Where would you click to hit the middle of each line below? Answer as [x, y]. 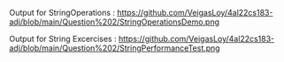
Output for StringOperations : [62, 13]
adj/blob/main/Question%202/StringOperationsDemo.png [114, 22]
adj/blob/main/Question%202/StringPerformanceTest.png [115, 48]
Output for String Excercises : [63, 39]
